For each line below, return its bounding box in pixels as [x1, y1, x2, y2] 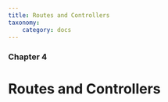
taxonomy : [8, 19, 41, 26]
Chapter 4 [8, 51, 48, 62]
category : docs [22, 26, 72, 33]
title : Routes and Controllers [8, 11, 110, 19]
